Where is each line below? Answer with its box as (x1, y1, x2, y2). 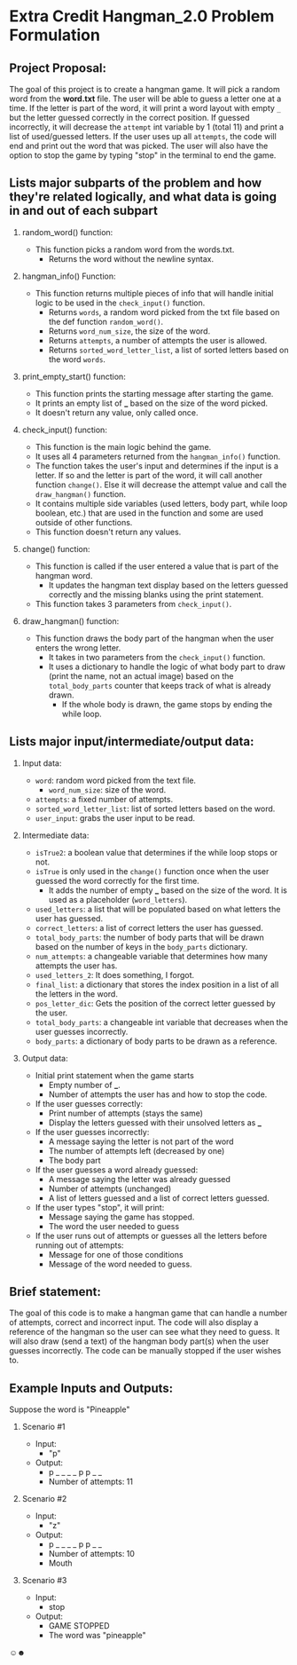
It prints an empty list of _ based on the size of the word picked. (35, 398, 269, 408)
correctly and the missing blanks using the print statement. (48, 588, 264, 600)
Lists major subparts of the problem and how (9, 176, 262, 191)
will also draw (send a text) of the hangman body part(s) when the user (9, 1336, 270, 1346)
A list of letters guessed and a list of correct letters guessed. (48, 1192, 270, 1203)
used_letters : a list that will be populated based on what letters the (35, 904, 281, 914)
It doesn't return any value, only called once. (35, 406, 199, 418)
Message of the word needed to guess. (48, 1259, 192, 1269)
